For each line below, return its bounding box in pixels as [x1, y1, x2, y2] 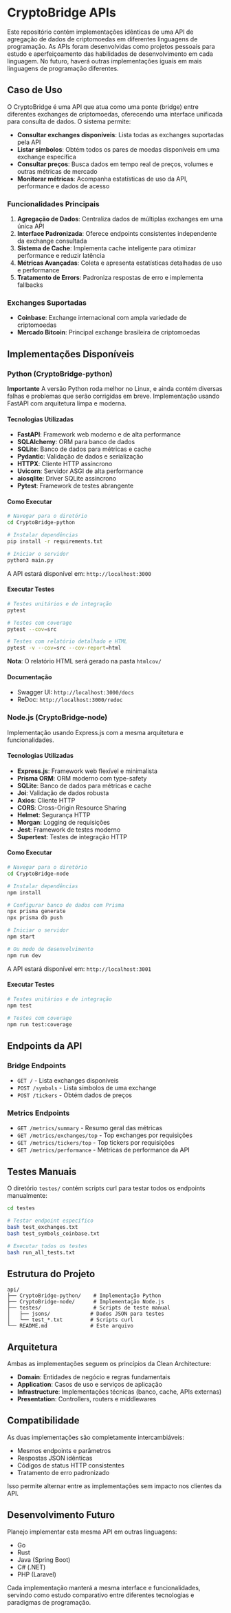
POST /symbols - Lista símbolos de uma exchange [16, 1084, 157, 1092]
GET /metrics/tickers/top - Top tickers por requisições [16, 1139, 175, 1147]
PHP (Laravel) [16, 1570, 57, 1579]
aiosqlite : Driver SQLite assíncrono [16, 474, 117, 483]
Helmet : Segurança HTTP [16, 810, 91, 819]
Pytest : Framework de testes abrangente [16, 481, 134, 490]
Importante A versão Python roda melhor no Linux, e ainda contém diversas [7, 385, 223, 393]
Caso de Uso [7, 84, 63, 96]
